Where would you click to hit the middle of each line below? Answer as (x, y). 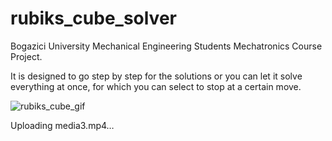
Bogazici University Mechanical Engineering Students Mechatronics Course (166, 46)
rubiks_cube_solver (93, 18)
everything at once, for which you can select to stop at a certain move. (156, 86)
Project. (26, 56)
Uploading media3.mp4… (62, 125)
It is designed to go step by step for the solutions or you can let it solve (156, 76)
